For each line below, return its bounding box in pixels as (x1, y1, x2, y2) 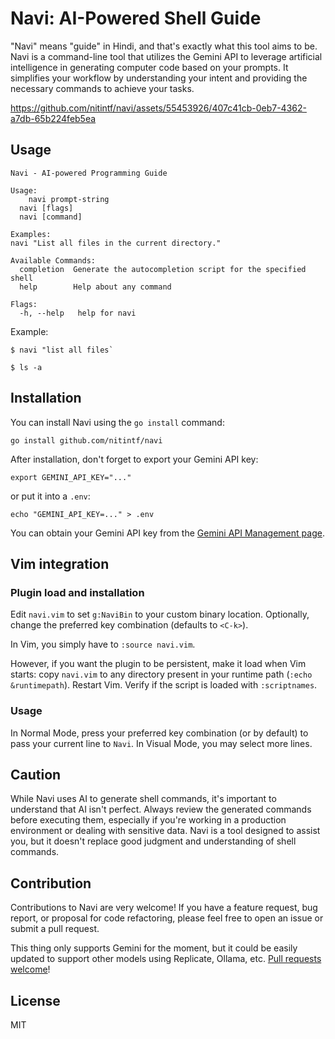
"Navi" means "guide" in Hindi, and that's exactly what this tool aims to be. (10, 40, 318, 52)
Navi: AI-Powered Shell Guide (10, 7, 262, 30)
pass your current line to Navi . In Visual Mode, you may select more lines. (10, 737, 313, 749)
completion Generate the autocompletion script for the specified (19, 264, 307, 274)
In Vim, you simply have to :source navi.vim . (10, 638, 196, 651)
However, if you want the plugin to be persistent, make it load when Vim (10, 658, 307, 670)
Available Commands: (10, 255, 97, 266)
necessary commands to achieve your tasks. (10, 82, 195, 94)
